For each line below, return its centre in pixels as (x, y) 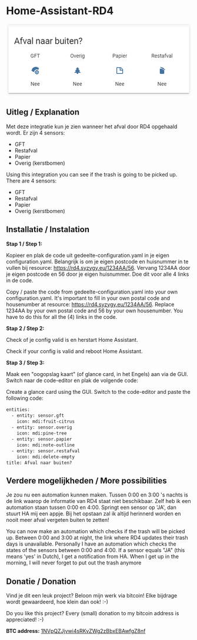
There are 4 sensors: (31, 181)
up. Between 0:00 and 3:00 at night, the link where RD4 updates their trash (97, 538)
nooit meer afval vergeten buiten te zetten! (58, 520)
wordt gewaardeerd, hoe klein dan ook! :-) (57, 602)
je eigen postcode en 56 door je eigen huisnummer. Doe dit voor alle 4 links (98, 274)
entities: (18, 409)
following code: (25, 398)
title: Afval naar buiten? (39, 463)
